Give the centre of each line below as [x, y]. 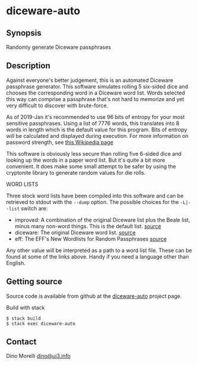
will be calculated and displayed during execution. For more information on [97, 136]
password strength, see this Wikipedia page [60, 142]
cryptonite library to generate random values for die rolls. [76, 172]
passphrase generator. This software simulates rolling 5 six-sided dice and [97, 86]
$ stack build [24, 318]
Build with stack [25, 307]
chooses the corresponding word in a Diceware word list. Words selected [96, 93]
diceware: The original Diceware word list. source [75, 232]
